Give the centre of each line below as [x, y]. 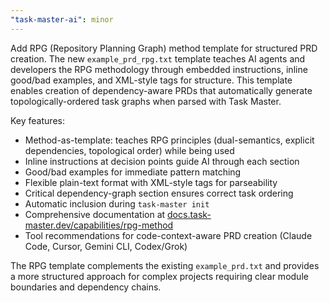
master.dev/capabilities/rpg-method [99, 225]
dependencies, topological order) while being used [129, 150]
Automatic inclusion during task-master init [117, 203]
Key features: [37, 120]
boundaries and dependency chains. [86, 287]
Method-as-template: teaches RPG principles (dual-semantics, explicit [169, 140]
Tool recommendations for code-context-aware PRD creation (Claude [168, 235]
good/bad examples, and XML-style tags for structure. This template [151, 80]
